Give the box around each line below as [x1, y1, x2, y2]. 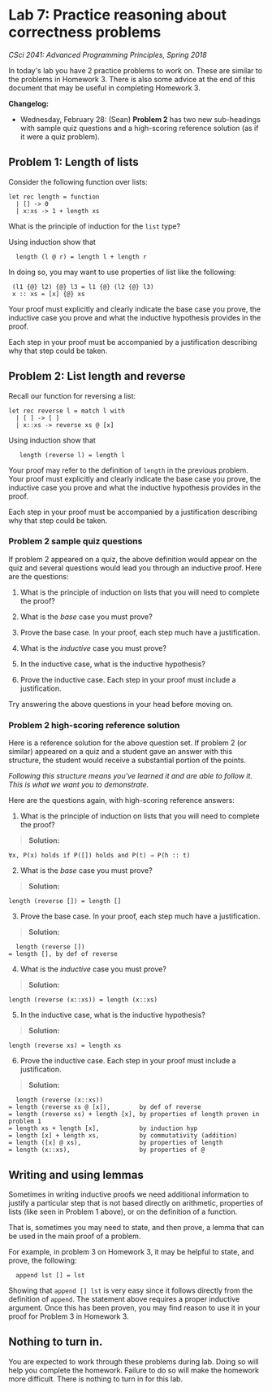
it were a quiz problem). [19, 132, 100, 142]
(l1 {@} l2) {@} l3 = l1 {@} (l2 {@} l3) [11, 282, 154, 290]
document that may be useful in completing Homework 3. [8, 83, 201, 93]
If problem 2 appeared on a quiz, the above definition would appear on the [8, 554, 257, 564]
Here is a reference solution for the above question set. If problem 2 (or [8, 738, 247, 748]
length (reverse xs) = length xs [8, 1041, 122, 1050]
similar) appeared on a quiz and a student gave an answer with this [8, 747, 233, 757]
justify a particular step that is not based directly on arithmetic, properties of [8, 1198, 264, 1207]
